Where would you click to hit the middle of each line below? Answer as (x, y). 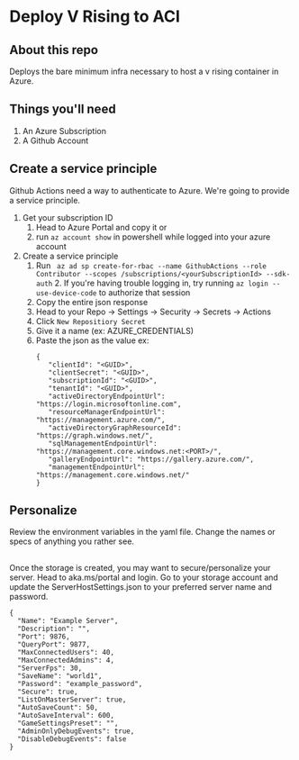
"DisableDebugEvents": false (72, 739)
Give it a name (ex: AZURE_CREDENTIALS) (115, 330)
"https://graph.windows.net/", (95, 435)
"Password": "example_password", (80, 683)
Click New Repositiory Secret (91, 321)
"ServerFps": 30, (50, 668)
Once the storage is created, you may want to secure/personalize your (140, 567)
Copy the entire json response (92, 302)
